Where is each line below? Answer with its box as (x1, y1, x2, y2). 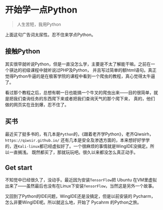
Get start (5, 163, 33, 172)
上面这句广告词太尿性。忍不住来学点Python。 (5, 32, 96, 37)
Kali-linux (17, 144, 40, 149)
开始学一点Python (5, 4, 78, 16)
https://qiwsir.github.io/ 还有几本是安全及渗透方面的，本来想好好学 (5, 137, 146, 143)
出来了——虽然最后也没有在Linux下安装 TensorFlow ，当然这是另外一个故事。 (5, 183, 157, 189)
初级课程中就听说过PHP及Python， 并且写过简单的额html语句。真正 (21, 67, 157, 73)
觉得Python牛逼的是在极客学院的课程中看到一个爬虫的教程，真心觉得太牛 (5, 73, 151, 79)
